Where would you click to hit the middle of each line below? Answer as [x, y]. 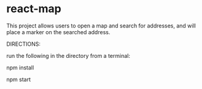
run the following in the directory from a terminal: [68, 55]
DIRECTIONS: [24, 44]
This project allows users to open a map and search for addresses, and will [101, 26]
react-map [34, 9]
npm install [20, 67]
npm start [19, 79]
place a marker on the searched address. [58, 32]
